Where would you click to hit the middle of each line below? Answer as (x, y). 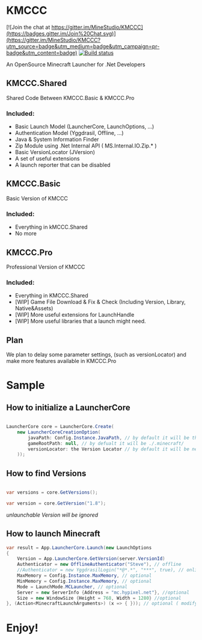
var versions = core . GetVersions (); (52, 492)
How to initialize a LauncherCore (68, 407)
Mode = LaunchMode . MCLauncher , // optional (72, 587)
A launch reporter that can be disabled (63, 165)
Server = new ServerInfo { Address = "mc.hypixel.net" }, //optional (103, 592)
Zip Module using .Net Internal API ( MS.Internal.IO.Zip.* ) (86, 146)
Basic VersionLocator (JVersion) (55, 152)
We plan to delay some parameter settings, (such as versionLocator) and (96, 355)
